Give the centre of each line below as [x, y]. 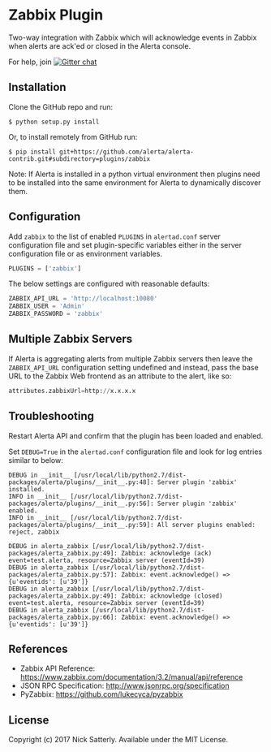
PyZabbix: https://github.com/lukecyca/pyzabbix [101, 694]
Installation [37, 87]
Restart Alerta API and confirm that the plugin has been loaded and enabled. [136, 435]
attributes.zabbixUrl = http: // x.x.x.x [72, 391]
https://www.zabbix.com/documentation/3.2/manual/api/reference [131, 677]
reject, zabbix [34, 532]
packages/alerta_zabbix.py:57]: [63, 574]
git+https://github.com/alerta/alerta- [127, 152]
